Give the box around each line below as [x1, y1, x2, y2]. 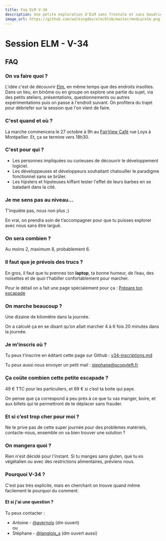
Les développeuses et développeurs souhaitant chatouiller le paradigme [12, 168, 160, 174]
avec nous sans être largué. [5, 223, 62, 229]
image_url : [5, 16, 28, 21]
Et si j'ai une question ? [5, 499, 53, 505]
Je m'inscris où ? [5, 341, 47, 348]
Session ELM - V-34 [5, 38, 89, 49]
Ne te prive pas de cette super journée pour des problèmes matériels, [5, 424, 147, 430]
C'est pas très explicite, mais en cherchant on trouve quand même [5, 482, 140, 488]
